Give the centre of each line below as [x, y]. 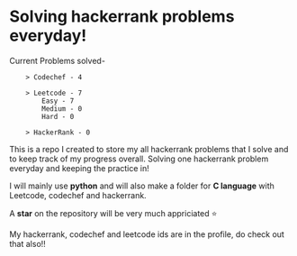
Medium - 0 [62, 109]
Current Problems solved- [58, 60]
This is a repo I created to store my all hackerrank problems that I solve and [149, 149]
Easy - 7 [58, 101]
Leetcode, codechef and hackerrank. [78, 195]
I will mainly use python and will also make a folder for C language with [142, 186]
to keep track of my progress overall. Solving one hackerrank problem [139, 159]
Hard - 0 [58, 116]
